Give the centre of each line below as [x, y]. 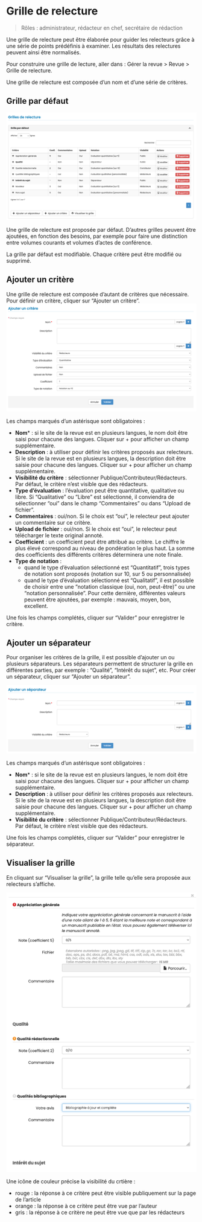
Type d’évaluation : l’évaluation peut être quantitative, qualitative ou [99, 490]
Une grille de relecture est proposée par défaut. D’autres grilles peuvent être [101, 229]
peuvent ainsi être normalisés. [44, 52]
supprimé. [19, 260]
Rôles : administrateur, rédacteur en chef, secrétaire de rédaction [102, 28]
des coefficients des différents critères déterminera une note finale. [99, 554]
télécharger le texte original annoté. [59, 535]
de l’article [28, 1200]
